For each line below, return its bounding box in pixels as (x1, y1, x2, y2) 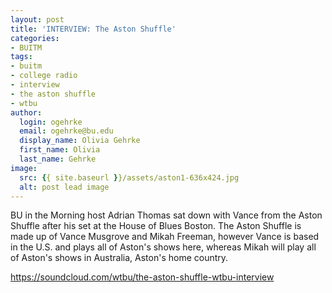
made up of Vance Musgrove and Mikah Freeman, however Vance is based (10, 231, 320, 243)
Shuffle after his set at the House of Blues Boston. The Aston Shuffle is (10, 220, 302, 232)
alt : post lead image (19, 182, 110, 192)
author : (10, 107, 43, 118)
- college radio (10, 71, 78, 81)
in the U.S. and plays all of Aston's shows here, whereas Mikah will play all (10, 241, 317, 253)
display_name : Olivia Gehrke (19, 136, 141, 146)
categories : (10, 33, 60, 43)
